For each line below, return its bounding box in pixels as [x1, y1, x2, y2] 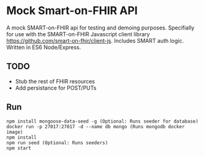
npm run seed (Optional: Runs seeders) [6, 139, 108, 146]
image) [6, 129, 23, 135]
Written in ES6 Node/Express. [6, 44, 81, 51]
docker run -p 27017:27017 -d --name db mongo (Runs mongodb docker [6, 123, 185, 129]
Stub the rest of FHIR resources [15, 77, 95, 85]
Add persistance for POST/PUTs [15, 84, 97, 91]
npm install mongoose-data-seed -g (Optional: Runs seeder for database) [6, 118, 199, 124]
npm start [6, 145, 32, 151]
